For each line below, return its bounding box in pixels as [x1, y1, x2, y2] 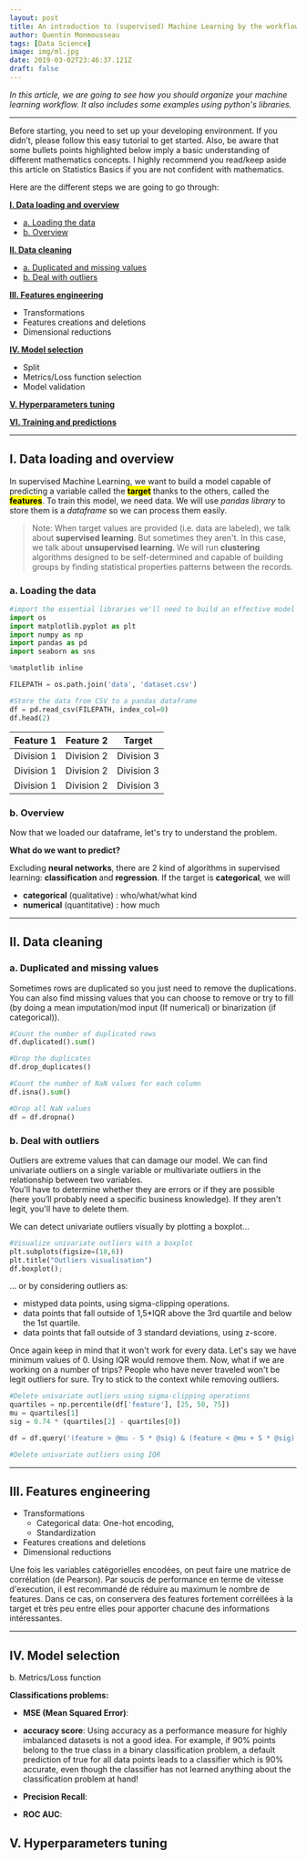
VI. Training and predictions [9, 416, 117, 427]
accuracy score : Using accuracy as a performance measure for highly [22, 1725, 288, 1736]
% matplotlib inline [9, 663, 84, 673]
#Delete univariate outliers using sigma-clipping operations [9, 1392, 250, 1401]
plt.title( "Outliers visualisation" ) [9, 1255, 153, 1264]
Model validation [22, 380, 86, 392]
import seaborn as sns [9, 647, 96, 657]
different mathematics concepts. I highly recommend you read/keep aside [9, 154, 287, 165]
